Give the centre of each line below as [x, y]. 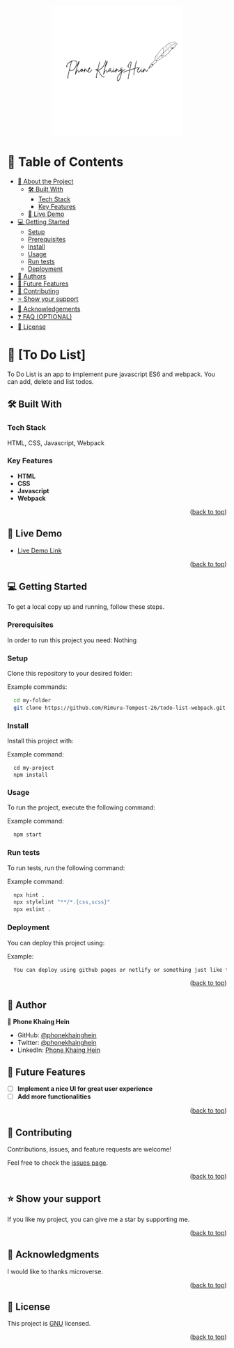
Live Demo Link [39, 550]
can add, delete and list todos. [50, 381]
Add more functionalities [54, 1097]
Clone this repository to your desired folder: [70, 674]
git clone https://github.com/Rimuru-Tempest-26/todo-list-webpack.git [120, 708]
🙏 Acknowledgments [53, 1255]
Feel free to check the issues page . [57, 1163]
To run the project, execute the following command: [81, 807]
